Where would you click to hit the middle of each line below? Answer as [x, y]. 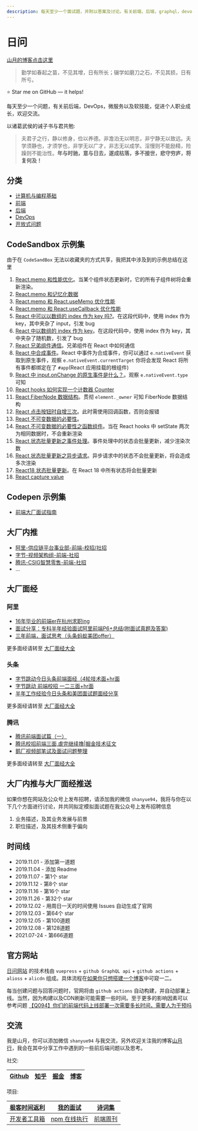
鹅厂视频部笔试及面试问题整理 [51, 751]
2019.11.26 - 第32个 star [44, 898]
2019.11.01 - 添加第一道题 [45, 861]
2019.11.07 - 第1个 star [41, 876]
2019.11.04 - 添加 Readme [46, 869]
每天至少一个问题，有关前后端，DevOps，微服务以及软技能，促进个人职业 [96, 106]
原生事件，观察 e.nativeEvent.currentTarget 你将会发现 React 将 [105, 360]
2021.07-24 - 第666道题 [44, 935]
